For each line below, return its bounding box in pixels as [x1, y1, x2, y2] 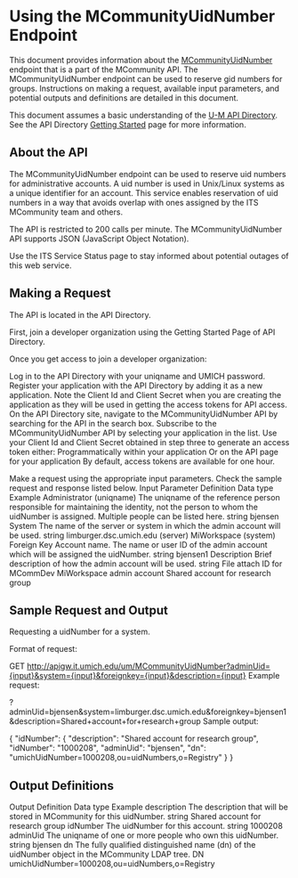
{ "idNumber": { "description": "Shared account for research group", [9, 733, 259, 744]
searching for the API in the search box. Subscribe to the [9, 418, 217, 428]
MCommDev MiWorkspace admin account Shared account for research [9, 567, 271, 578]
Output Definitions [9, 777, 114, 793]
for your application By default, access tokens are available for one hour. [9, 456, 276, 467]
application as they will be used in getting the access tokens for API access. [9, 399, 287, 410]
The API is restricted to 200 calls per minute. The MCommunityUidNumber [9, 224, 283, 234]
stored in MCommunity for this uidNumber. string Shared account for [9, 811, 262, 822]
